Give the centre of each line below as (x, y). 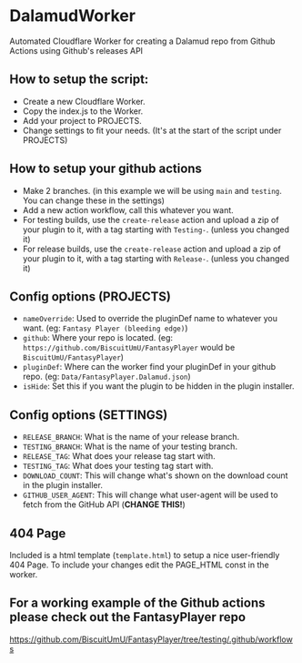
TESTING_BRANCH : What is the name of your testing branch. (130, 446)
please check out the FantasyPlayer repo (128, 617)
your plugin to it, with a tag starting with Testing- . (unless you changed (156, 229)
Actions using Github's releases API (76, 50)
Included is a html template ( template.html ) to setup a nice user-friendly (145, 555)
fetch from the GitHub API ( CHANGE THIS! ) (104, 505)
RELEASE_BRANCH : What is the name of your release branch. (131, 437)
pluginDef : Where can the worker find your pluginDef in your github (149, 367)
